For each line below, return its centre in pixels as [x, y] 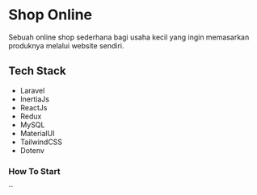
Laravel [32, 90]
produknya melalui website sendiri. [66, 45]
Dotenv [32, 150]
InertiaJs [35, 99]
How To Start [34, 171]
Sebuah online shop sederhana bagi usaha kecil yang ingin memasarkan [129, 37]
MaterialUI [37, 133]
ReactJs [34, 107]
